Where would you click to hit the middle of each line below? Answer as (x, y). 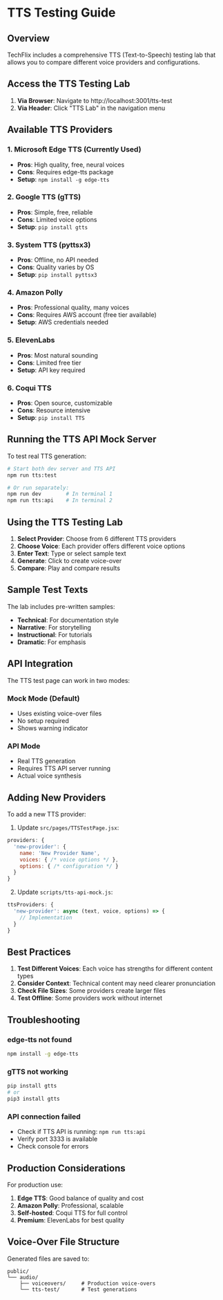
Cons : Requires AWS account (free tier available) (87, 315)
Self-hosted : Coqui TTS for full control (72, 1213)
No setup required (43, 720)
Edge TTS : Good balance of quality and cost (80, 1198)
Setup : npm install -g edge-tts (63, 179)
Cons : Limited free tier (49, 363)
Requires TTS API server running (64, 769)
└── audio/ (23, 1277)
